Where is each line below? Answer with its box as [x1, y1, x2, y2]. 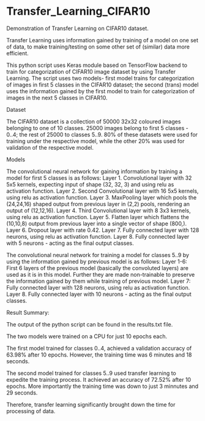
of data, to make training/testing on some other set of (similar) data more [6, 43, 190, 50]
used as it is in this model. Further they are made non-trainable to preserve [6, 271, 195, 278]
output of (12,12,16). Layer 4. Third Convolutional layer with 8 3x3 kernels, [6, 207, 191, 214]
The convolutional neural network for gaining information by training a [6, 168, 182, 175]
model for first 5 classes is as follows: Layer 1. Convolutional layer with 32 [6, 174, 192, 182]
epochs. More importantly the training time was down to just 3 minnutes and [6, 382, 199, 390]
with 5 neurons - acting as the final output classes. [6, 239, 135, 247]
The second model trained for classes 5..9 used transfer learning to [6, 369, 176, 377]
